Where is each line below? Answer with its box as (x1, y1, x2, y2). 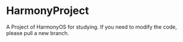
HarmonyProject (6, 4, 89, 17)
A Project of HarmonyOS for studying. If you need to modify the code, (6, 23, 177, 30)
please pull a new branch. (6, 29, 70, 36)
